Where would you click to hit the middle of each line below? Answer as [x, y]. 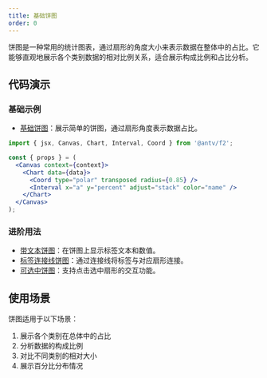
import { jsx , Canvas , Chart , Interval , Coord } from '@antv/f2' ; [121, 143]
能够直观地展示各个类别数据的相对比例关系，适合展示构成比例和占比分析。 [130, 57]
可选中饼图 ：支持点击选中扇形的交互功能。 [90, 271]
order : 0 [23, 23]
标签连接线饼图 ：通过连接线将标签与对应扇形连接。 [104, 261]
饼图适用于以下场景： [43, 319]
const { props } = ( [43, 158]
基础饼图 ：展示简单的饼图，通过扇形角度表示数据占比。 [110, 128]
